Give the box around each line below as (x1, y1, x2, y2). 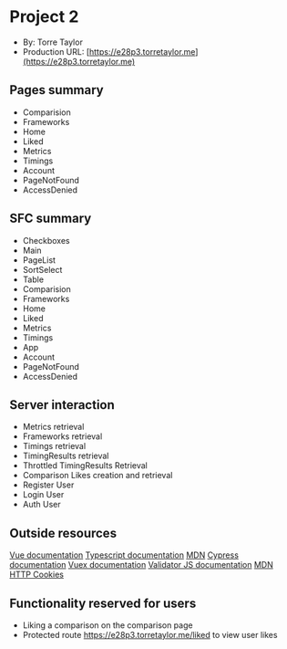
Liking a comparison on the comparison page (22, 620, 193, 631)
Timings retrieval (22, 441, 87, 452)
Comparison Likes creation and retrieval (22, 470, 173, 481)
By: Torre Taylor (22, 37, 84, 47)
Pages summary (9, 82, 104, 98)
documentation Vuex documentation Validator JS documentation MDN (9, 560, 273, 570)
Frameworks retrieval (22, 431, 103, 442)
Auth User (22, 499, 61, 510)
